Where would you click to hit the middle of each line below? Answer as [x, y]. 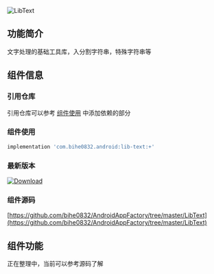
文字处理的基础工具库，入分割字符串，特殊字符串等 [79, 51]
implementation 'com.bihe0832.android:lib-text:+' [81, 147]
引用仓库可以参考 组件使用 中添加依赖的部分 [69, 112]
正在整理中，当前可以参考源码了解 [55, 264]
